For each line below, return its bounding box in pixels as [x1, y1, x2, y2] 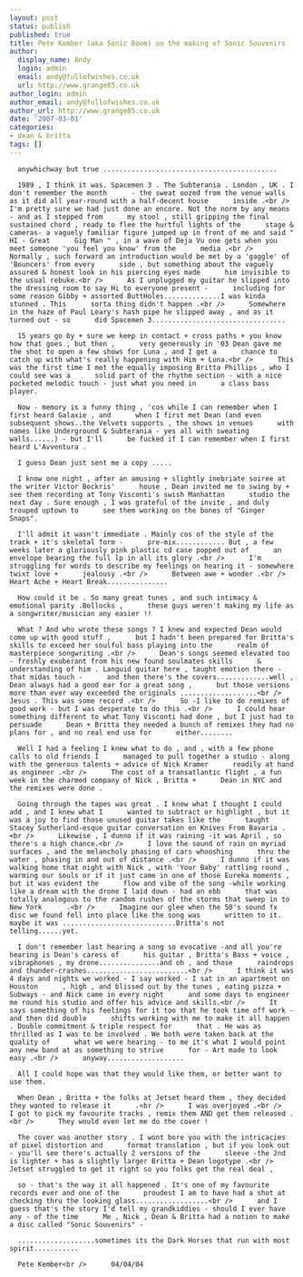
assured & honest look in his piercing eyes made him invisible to [9, 268, 290, 277]
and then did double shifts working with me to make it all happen [9, 1013, 290, 1023]
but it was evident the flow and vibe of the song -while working [9, 879, 286, 888]
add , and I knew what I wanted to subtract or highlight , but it [9, 807, 290, 816]
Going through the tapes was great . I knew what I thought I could [17, 799, 282, 808]
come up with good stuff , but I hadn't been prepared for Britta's [9, 632, 295, 642]
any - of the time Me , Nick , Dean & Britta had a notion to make [9, 1212, 290, 1221]
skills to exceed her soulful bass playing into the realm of [9, 640, 270, 649]
